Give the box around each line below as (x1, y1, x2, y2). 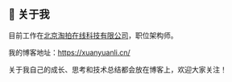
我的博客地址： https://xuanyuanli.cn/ (8, 47, 130, 57)
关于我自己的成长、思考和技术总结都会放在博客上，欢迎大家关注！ (8, 64, 227, 74)
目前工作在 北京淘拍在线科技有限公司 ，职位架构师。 (8, 31, 178, 40)
